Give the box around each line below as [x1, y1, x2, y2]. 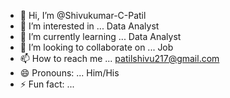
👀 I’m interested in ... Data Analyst [19, 20, 160, 32]
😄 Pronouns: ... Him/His [19, 67, 120, 79]
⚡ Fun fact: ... [19, 78, 75, 90]
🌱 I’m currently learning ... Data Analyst [19, 31, 182, 42]
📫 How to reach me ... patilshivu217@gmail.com [19, 53, 220, 64]
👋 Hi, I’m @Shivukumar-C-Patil [19, 10, 147, 21]
